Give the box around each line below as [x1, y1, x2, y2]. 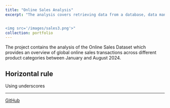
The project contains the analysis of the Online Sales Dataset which [5, 44, 146, 50]
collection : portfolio [5, 30, 53, 35]
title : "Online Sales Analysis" [5, 7, 73, 13]
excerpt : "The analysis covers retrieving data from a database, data [5, 12, 157, 17]
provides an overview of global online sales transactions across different [5, 49, 157, 56]
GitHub [5, 97, 20, 103]
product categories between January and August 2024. [5, 55, 121, 61]
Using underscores [5, 83, 45, 89]
